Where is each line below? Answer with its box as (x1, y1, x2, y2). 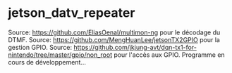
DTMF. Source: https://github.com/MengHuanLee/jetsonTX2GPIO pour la (8, 35, 221, 44)
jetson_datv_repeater (8, 5, 135, 21)
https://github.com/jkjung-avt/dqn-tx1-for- (73, 43, 197, 51)
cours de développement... (8, 58, 87, 66)
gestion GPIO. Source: (8, 43, 73, 51)
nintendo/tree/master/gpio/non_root (8, 51, 112, 59)
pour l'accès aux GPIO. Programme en (113, 51, 225, 59)
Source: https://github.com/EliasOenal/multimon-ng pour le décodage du (8, 28, 221, 36)
